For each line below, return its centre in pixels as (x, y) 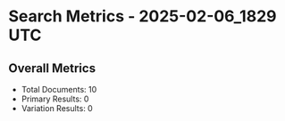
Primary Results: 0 (55, 99)
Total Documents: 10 (59, 89)
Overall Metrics (52, 68)
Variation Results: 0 (57, 108)
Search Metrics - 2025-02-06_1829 (142, 16)
